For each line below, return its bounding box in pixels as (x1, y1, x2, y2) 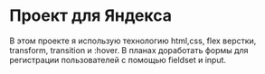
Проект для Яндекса (9, 5, 172, 26)
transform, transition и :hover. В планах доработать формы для (9, 44, 249, 55)
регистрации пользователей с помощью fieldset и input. (9, 54, 227, 65)
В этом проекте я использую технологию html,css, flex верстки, (9, 35, 257, 46)
